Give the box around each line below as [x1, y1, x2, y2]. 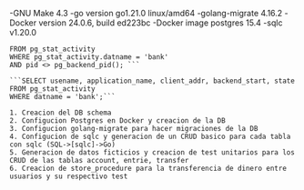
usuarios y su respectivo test [9, 172, 128, 181]
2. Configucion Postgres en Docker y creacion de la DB [9, 116, 226, 125]
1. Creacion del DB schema [9, 108, 112, 117]
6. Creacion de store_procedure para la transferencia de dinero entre [9, 164, 287, 173]
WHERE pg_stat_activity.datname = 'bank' [9, 53, 169, 62]
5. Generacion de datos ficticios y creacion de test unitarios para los [9, 148, 296, 157]
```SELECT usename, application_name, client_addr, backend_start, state [9, 76, 296, 85]
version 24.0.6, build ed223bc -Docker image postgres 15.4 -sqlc [38, 17, 283, 28]
